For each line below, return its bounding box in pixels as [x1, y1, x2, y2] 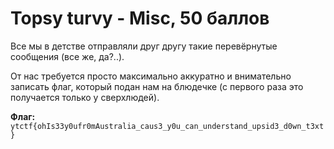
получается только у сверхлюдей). [10, 91, 160, 103]
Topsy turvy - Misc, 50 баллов [10, 7, 270, 30]
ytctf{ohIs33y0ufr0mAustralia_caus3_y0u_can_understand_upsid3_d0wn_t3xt [10, 121, 325, 131]
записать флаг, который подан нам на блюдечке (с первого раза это [10, 80, 304, 92]
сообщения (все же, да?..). [10, 50, 125, 62]
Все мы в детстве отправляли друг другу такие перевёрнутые [10, 40, 278, 52]
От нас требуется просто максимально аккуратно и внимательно [10, 70, 292, 82]
